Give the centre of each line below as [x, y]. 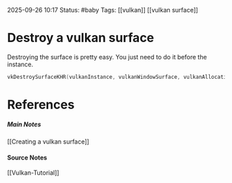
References [41, 105]
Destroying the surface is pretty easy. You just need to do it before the [107, 57]
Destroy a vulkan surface [81, 38]
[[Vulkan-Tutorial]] [33, 173]
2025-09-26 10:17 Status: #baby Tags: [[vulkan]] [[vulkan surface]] [103, 10]
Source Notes [27, 157]
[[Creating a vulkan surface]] [48, 142]
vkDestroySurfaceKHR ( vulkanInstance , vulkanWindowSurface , [94, 77]
